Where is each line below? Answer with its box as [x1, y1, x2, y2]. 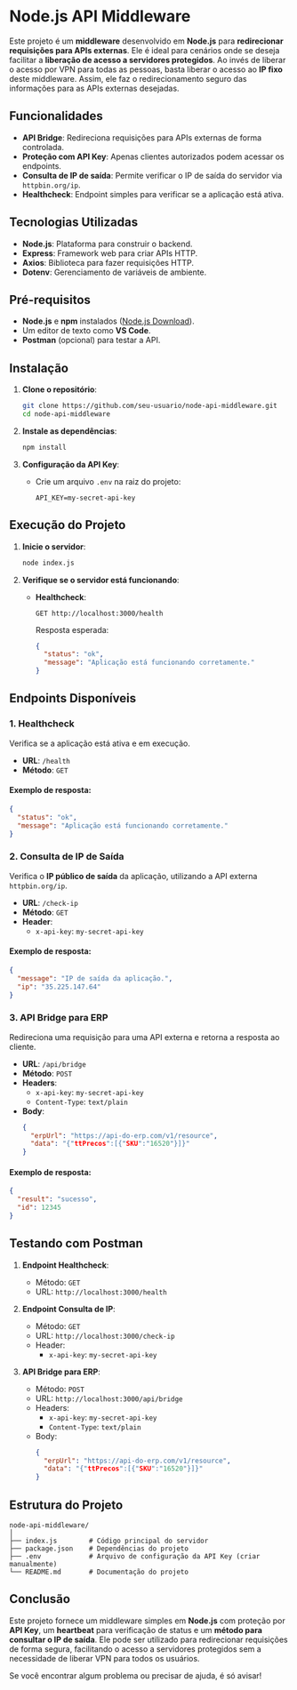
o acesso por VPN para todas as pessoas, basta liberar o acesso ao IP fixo [9, 64, 283, 75]
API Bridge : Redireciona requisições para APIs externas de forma [21, 132, 262, 143]
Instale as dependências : [21, 425, 117, 437]
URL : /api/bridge [21, 1058, 86, 1069]
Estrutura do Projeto [9, 1497, 124, 1512]
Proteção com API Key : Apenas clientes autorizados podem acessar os [21, 151, 285, 162]
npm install [21, 443, 67, 452]
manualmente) [9, 1560, 58, 1569]
